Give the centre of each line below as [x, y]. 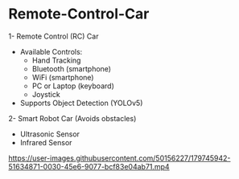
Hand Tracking [56, 60]
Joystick [46, 94]
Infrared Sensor [46, 142]
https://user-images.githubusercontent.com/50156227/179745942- [119, 158]
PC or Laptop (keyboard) [73, 86]
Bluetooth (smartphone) [71, 68]
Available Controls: [51, 51]
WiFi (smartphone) [63, 77]
